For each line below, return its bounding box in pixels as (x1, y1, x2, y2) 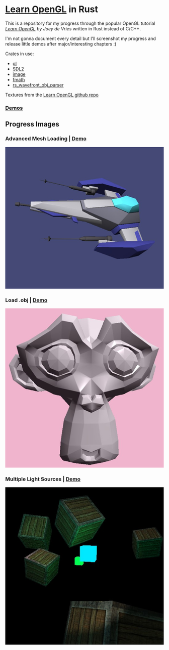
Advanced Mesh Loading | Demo (5, 135, 87, 142)
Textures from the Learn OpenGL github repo (5, 92, 99, 98)
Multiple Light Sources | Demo (5, 475, 81, 483)
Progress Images (5, 120, 59, 128)
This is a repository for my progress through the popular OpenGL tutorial (5, 20, 155, 26)
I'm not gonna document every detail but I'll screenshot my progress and (5, 35, 156, 41)
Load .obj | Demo (5, 296, 48, 304)
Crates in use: (5, 51, 34, 57)
